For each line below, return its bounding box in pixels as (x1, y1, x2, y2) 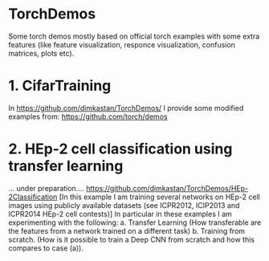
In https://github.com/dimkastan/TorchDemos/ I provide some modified (8, 103, 244, 112)
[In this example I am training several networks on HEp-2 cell (59, 192, 261, 202)
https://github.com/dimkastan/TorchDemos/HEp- (85, 183, 249, 193)
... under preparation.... (8, 183, 84, 193)
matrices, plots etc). (8, 48, 75, 58)
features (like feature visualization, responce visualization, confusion (8, 39, 235, 49)
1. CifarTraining (8, 77, 112, 95)
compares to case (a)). (8, 243, 84, 253)
